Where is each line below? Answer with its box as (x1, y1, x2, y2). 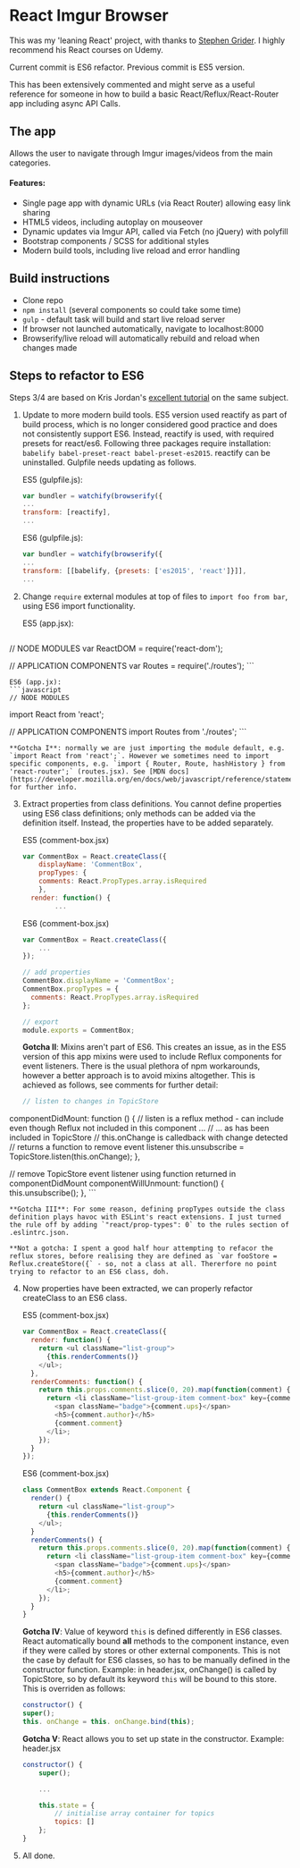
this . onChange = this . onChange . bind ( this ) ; (21, 1718, 195, 1727)
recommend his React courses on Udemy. (9, 44, 163, 55)
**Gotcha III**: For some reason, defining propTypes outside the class (9, 1204, 286, 1214)
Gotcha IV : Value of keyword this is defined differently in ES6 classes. (21, 1627, 283, 1637)
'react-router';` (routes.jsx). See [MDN (9, 766, 166, 776)
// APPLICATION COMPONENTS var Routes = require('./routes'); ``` (9, 660, 254, 671)
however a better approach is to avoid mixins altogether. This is (21, 1070, 256, 1081)
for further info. (9, 782, 78, 791)
